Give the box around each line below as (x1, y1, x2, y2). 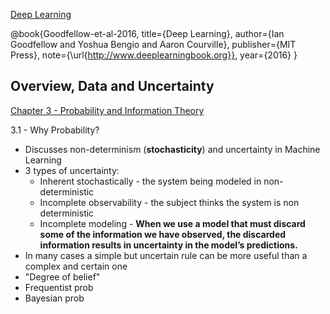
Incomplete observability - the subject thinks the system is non (39, 196, 300, 208)
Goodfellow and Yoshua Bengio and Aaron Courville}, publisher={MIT (10, 39, 297, 50)
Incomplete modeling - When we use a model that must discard (39, 217, 306, 229)
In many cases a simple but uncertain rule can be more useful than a (24, 249, 308, 261)
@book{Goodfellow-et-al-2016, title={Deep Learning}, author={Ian (10, 28, 285, 39)
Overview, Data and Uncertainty (10, 78, 215, 95)
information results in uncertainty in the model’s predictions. (39, 239, 298, 251)
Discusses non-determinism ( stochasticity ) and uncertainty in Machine (24, 143, 321, 155)
